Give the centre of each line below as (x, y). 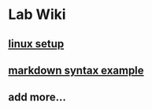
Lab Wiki (37, 15)
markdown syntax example (76, 70)
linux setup (36, 44)
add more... (37, 98)
